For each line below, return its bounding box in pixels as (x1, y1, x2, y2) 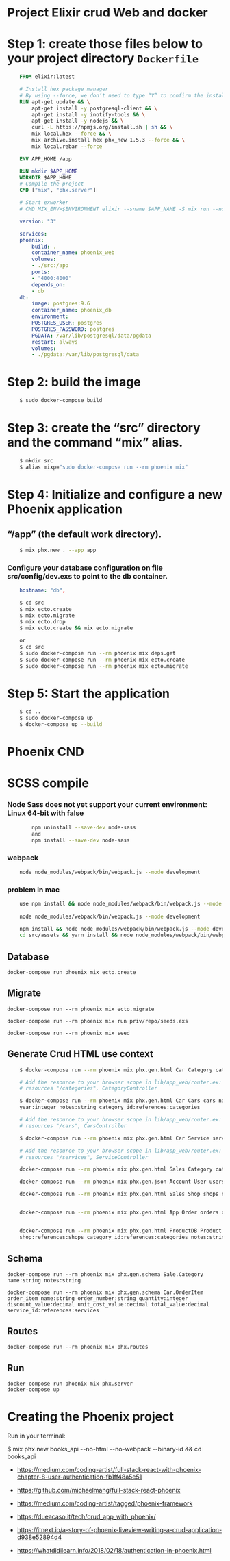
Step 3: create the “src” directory (7, 420, 201, 436)
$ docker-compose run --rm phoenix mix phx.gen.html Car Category (19, 1066, 213, 1073)
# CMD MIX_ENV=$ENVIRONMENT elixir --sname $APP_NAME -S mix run (19, 205, 210, 212)
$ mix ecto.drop (19, 619, 66, 625)
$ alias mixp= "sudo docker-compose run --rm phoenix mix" (19, 464, 188, 471)
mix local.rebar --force (31, 142, 103, 150)
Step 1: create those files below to (7, 36, 203, 52)
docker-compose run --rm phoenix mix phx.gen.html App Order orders (19, 1209, 219, 1216)
